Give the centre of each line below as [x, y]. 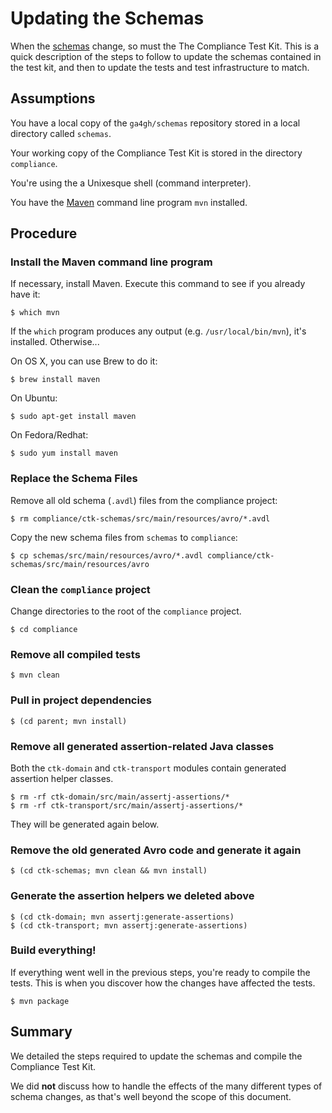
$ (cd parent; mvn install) [69, 721]
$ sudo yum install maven [64, 453]
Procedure [44, 233]
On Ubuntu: [34, 398]
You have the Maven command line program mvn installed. [129, 202]
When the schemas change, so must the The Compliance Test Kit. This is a [165, 46]
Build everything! [53, 950]
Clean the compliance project [80, 589]
